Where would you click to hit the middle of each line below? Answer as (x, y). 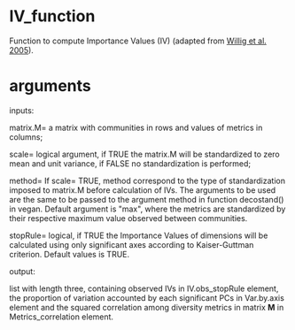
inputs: (22, 110)
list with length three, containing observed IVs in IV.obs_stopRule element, (144, 288)
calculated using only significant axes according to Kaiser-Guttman (132, 244)
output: (22, 271)
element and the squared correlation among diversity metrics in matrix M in (147, 307)
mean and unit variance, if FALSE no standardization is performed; (130, 163)
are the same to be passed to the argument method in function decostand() (147, 199)
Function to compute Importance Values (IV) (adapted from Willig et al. (138, 41)
